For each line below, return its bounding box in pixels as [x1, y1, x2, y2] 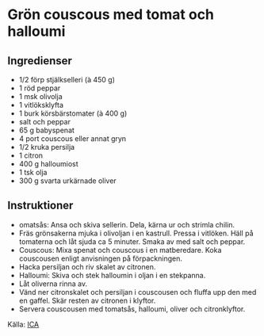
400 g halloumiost [18, 159, 78, 168]
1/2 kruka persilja [18, 143, 75, 151]
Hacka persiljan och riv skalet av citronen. [18, 262, 156, 271]
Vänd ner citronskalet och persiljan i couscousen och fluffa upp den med [18, 287, 257, 296]
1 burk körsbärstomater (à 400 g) [18, 109, 128, 118]
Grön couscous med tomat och [7, 6, 215, 24]
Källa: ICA [7, 319, 40, 329]
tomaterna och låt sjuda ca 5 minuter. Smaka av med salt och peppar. [18, 236, 246, 246]
